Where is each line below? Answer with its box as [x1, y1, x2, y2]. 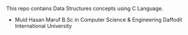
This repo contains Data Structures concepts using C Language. [6, 5, 164, 12]
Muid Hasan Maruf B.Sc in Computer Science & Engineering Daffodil [14, 16, 183, 23]
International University [14, 23, 73, 29]
